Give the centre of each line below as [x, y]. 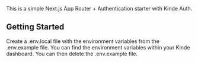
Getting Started [35, 27]
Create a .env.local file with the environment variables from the [83, 41]
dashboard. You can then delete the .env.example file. [72, 54]
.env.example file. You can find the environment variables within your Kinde [98, 47]
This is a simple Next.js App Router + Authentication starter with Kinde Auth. [99, 9]
